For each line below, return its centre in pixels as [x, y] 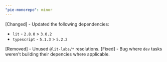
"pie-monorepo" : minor [29, 10]
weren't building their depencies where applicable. [58, 54]
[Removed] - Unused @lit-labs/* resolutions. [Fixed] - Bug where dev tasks [84, 48]
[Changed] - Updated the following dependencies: [57, 24]
